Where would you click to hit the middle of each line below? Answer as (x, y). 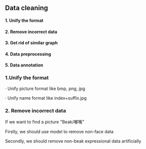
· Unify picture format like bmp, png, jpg (45, 88)
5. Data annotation (24, 65)
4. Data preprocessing (28, 54)
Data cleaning (27, 8)
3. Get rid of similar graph (31, 43)
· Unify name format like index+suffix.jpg (46, 98)
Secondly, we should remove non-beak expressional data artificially (73, 141)
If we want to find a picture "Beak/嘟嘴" (45, 122)
